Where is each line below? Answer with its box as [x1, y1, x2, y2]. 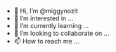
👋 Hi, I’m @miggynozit [13, 7, 79, 15]
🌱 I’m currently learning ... [13, 22, 89, 30]
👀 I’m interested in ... [13, 14, 74, 22]
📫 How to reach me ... [13, 37, 79, 45]
